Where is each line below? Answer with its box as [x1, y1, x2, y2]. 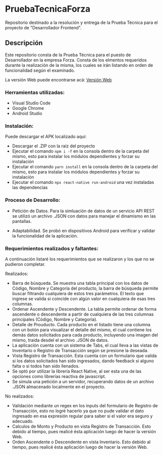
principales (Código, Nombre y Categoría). [12, 316, 98, 322]
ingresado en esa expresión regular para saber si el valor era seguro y [12, 413, 153, 419]
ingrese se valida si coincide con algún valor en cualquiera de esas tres [12, 296, 156, 301]
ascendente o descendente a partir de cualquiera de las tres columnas [12, 311, 154, 317]
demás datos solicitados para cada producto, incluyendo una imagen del [12, 332, 158, 337]
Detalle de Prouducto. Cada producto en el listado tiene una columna [12, 321, 151, 327]
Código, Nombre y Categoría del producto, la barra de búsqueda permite [12, 285, 159, 291]
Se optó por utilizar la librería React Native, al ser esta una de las [12, 368, 142, 374]
